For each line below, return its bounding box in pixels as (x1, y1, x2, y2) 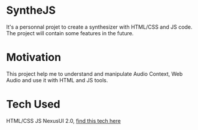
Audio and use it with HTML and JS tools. (6, 76, 108, 83)
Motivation (6, 51, 62, 64)
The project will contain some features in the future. (6, 29, 134, 36)
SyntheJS (6, 4, 56, 17)
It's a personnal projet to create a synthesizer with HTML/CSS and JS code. (6, 23, 193, 30)
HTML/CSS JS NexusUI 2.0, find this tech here (6, 117, 121, 124)
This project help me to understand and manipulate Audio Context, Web (6, 70, 183, 78)
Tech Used (6, 98, 61, 111)
